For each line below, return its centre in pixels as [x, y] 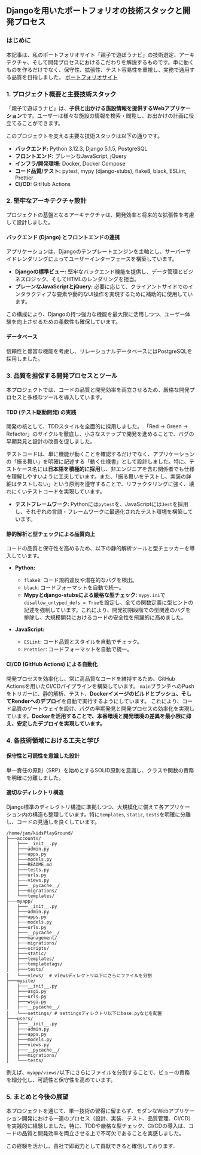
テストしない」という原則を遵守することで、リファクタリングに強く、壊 [105, 484]
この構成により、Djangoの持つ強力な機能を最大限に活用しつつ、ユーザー [96, 314]
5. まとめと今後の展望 [37, 1096]
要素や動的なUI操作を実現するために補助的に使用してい [125, 294]
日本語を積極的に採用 [74, 469]
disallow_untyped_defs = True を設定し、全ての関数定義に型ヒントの [109, 602]
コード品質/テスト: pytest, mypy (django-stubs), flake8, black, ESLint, [100, 171]
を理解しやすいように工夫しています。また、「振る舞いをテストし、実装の [96, 477]
